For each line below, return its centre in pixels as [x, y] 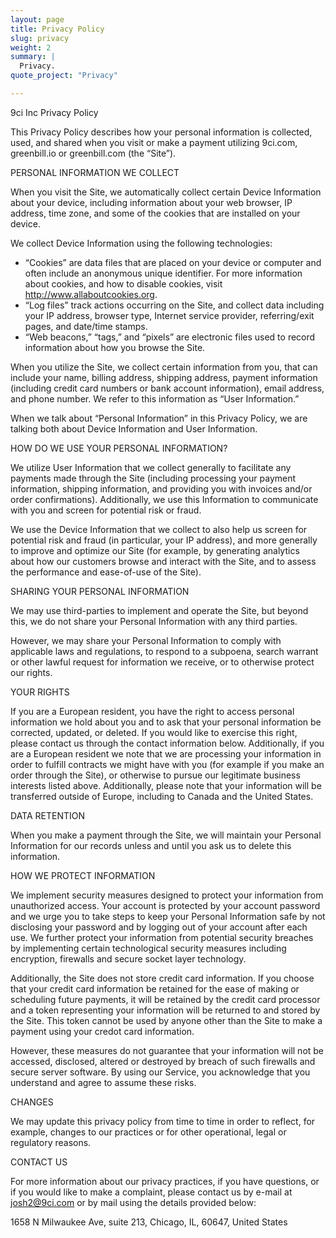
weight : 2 [31, 47]
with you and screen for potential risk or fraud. [106, 510]
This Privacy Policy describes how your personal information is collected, [161, 132]
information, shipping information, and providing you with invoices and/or [161, 488]
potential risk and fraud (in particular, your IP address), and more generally [164, 540]
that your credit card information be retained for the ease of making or [155, 988]
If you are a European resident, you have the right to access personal [152, 711]
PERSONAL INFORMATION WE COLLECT [95, 172]
